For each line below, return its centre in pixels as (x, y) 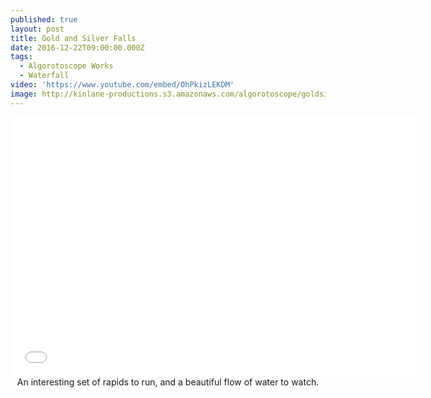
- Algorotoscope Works (66, 66)
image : (24, 94)
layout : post (37, 29)
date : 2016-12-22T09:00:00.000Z (77, 47)
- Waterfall (44, 76)
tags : (21, 57)
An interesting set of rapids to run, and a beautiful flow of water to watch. (168, 382)
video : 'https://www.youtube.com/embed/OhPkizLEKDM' (122, 85)
